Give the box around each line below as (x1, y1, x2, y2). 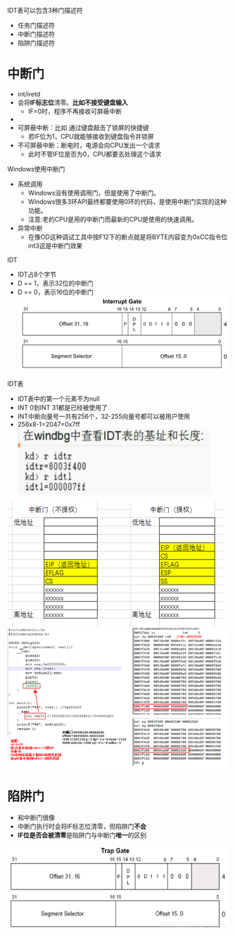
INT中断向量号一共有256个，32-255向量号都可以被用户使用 (17, 412, 190, 420)
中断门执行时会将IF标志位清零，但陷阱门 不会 (17, 822, 146, 830)
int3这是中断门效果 (27, 241, 83, 250)
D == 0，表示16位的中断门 (17, 288, 94, 296)
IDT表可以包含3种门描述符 (7, 6, 83, 14)
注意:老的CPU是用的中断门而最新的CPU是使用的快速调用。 (27, 214, 198, 224)
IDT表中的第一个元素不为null (17, 394, 100, 403)
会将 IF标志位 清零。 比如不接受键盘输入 (17, 98, 128, 107)
